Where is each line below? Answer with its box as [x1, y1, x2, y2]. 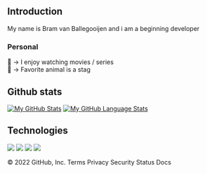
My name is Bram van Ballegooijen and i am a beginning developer [7, 24, 200, 32]
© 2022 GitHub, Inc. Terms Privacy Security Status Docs [7, 158, 172, 166]
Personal [7, 41, 39, 51]
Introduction [7, 6, 63, 18]
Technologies [7, 124, 69, 136]
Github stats [7, 86, 62, 98]
